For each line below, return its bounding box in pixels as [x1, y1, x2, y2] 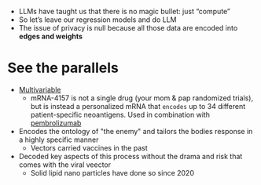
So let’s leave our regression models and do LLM [18, 15, 177, 24]
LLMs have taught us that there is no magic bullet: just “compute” [18, 7, 231, 16]
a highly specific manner [18, 135, 99, 144]
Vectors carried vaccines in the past [30, 143, 148, 152]
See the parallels [7, 59, 119, 77]
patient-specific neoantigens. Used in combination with [30, 110, 210, 119]
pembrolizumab [30, 118, 82, 128]
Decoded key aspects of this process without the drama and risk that [18, 151, 243, 161]
